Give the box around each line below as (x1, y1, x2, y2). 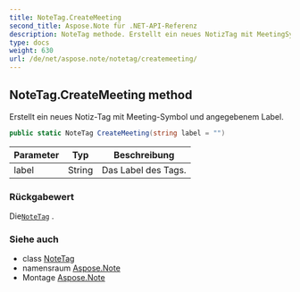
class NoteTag (21, 254, 75, 264)
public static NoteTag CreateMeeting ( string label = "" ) (9, 129, 226, 138)
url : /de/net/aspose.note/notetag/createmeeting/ (9, 54, 198, 63)
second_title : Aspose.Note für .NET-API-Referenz (9, 21, 198, 30)
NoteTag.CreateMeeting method (9, 88, 193, 103)
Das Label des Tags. (101, 163, 187, 176)
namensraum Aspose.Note (21, 263, 121, 273)
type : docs (9, 38, 50, 47)
